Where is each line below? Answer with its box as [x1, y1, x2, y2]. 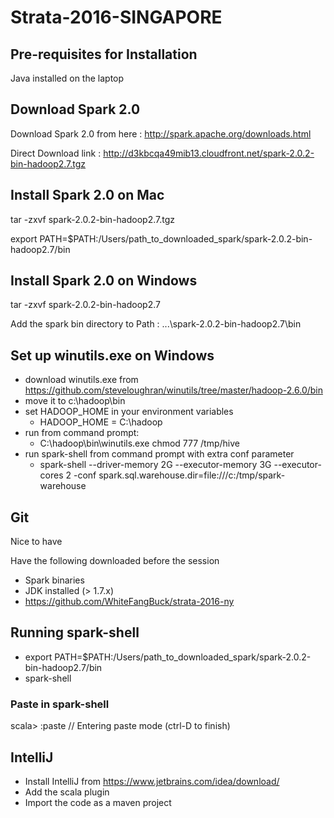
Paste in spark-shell [10, 697, 110, 711]
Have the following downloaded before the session [10, 555, 220, 567]
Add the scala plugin [24, 786, 110, 798]
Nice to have [10, 536, 63, 548]
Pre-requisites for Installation [10, 46, 198, 63]
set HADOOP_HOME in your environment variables [24, 406, 234, 418]
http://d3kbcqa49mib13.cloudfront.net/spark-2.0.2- [103, 147, 315, 159]
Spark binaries [24, 574, 85, 586]
